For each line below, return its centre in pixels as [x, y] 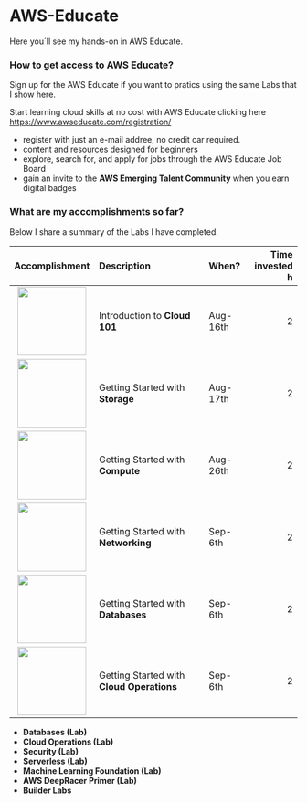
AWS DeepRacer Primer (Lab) [79, 780]
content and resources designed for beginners [110, 149]
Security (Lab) [51, 751]
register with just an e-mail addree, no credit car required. [131, 140]
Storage [116, 398]
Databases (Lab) [55, 732]
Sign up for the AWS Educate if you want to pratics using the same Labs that [153, 85]
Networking [126, 543]
